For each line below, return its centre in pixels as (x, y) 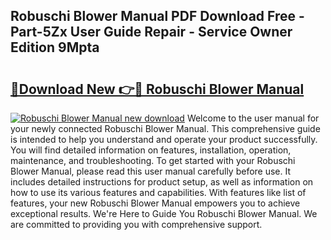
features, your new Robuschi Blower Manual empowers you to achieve (155, 203)
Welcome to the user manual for (253, 118)
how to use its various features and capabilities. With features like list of (158, 192)
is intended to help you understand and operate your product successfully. (164, 139)
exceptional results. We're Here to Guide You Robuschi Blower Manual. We (164, 213)
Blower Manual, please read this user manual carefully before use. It (151, 171)
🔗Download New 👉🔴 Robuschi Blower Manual (157, 89)
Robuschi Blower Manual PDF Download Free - (157, 16)
